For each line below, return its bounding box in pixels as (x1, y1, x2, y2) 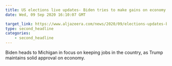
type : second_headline (5, 26, 54, 31)
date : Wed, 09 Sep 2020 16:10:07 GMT (5, 12, 86, 17)
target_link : (5, 21, 33, 26)
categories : (5, 31, 31, 36)
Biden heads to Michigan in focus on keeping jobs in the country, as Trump (5, 49, 163, 55)
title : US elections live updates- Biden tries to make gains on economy (5, 7, 166, 13)
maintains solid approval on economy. (5, 55, 85, 61)
